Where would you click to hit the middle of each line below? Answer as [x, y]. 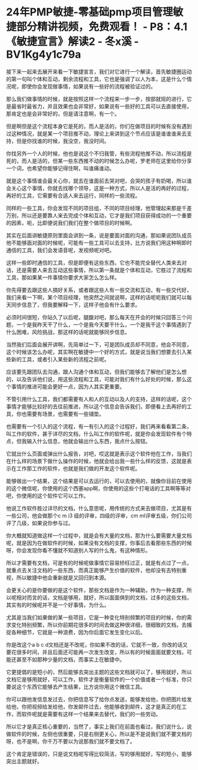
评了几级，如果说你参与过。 [40, 523]
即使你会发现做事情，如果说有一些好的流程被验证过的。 [89, 86]
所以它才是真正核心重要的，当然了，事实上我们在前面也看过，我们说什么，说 [99, 726]
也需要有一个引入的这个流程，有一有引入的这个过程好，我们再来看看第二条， [99, 426]
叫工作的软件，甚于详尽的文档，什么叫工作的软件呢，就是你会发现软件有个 [96, 434]
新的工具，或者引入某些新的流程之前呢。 [60, 359]
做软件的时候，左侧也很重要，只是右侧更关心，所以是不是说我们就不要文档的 [99, 734]
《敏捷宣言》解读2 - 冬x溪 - [72, 42]
